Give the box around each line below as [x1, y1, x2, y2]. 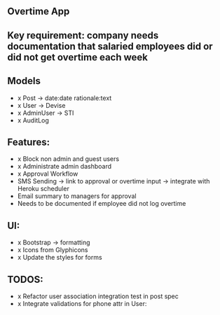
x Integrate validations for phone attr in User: [17, 300, 147, 308]
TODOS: [7, 273, 43, 286]
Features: [7, 136, 50, 148]
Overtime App [7, 6, 70, 17]
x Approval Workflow [17, 169, 78, 178]
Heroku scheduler [17, 185, 70, 193]
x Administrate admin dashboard [17, 162, 112, 171]
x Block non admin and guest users [17, 155, 120, 163]
